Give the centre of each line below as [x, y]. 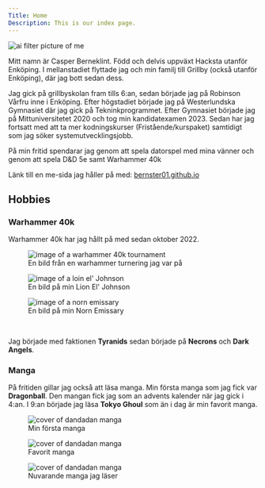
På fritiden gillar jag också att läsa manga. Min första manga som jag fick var [132, 388]
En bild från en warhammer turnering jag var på [105, 263]
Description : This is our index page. [72, 23]
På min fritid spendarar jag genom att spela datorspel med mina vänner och [131, 151]
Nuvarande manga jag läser [73, 476]
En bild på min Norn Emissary [76, 311]
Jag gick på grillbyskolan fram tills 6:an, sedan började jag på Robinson [125, 93]
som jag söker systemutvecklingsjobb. [71, 135]
